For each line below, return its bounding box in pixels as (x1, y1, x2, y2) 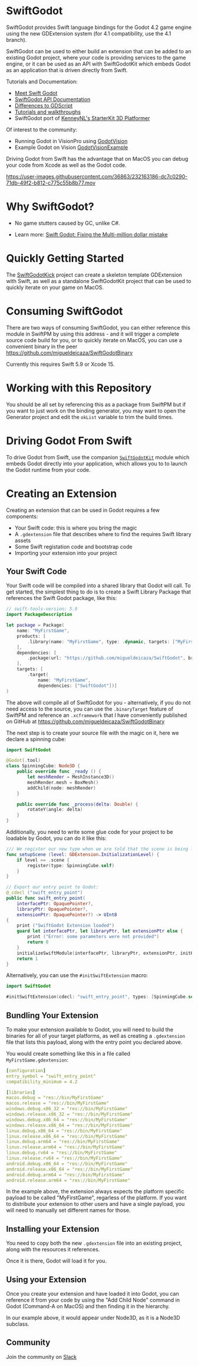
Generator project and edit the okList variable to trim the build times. (6, 413, 174, 420)
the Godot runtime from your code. (6, 466, 91, 473)
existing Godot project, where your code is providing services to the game (6, 54, 186, 61)
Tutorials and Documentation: (6, 78, 78, 85)
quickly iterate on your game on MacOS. (6, 284, 104, 291)
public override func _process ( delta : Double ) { (16, 801, 138, 807)
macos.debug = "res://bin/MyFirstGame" (6, 1095, 104, 1101)
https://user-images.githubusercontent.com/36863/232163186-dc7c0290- (6, 173, 188, 180)
